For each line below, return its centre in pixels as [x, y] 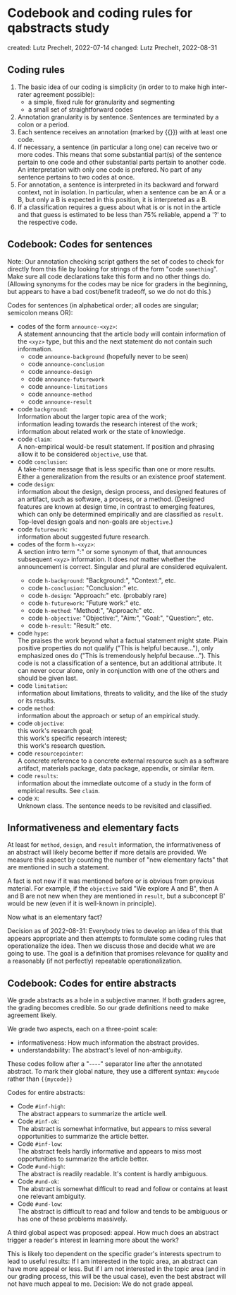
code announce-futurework [66, 379]
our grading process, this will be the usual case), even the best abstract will [117, 1277]
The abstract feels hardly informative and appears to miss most [110, 1152]
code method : [36, 708]
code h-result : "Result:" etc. [70, 625]
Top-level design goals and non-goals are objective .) [95, 522]
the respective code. [47, 222]
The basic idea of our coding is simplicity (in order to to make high [114, 87]
